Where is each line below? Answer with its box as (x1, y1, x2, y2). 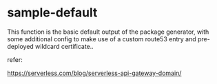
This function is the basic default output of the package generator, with (7, 28, 209, 36)
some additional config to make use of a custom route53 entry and (7, 34, 196, 43)
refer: (7, 55, 23, 63)
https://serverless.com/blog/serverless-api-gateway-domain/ (7, 69, 182, 77)
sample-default (7, 5, 98, 21)
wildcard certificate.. (35, 42, 94, 50)
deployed (7, 42, 34, 50)
